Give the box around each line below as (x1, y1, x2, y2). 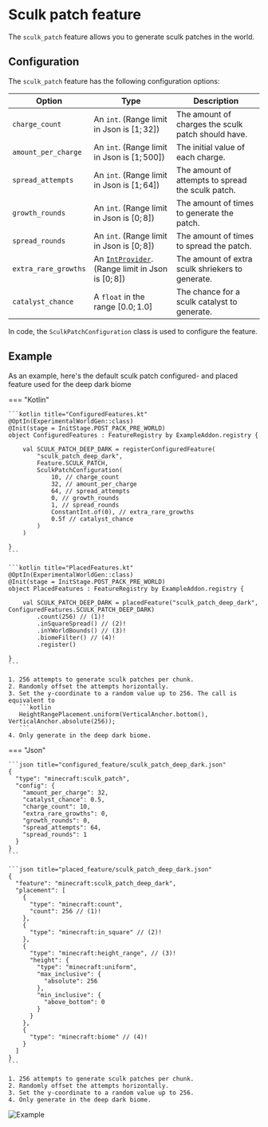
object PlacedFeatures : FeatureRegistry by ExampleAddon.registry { (8, 585, 245, 593)
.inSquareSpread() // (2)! (37, 620, 127, 628)
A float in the (93, 291, 145, 302)
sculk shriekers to (175, 263, 243, 274)
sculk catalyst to (175, 296, 238, 307)
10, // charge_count (50, 473, 120, 481)
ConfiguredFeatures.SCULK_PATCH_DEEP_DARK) (8, 605, 156, 613)
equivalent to (8, 696, 56, 704)
